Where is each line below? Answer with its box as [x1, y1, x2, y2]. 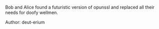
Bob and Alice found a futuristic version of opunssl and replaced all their [5, 4, 154, 10]
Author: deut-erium [5, 19, 45, 25]
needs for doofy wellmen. [5, 9, 59, 15]
